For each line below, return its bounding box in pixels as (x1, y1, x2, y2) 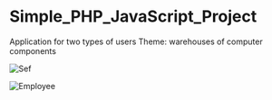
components (9, 45, 57, 56)
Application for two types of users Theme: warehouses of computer (9, 36, 263, 47)
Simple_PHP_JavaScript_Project (9, 6, 257, 27)
